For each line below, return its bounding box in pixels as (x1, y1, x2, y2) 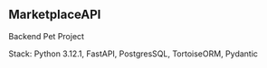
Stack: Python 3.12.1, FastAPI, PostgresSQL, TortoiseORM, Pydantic (8, 48, 259, 59)
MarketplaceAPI (8, 7, 101, 22)
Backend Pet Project (8, 30, 85, 41)
